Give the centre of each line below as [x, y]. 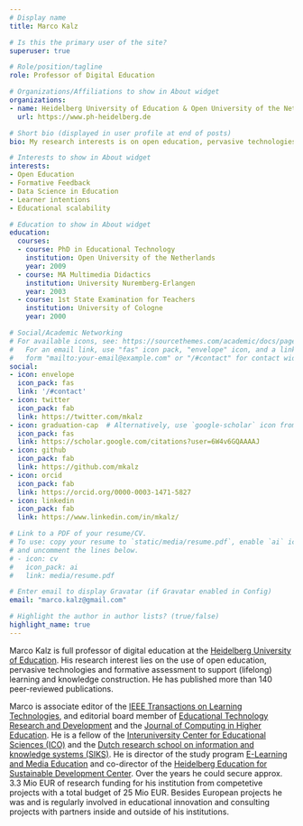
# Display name [38, 18]
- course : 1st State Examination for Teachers [106, 300]
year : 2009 [46, 266]
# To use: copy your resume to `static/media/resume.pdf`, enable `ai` [147, 542]
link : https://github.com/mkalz [78, 467]
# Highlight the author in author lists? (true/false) [115, 617]
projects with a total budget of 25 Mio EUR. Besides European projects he [146, 792]
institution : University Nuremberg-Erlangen [110, 283]
